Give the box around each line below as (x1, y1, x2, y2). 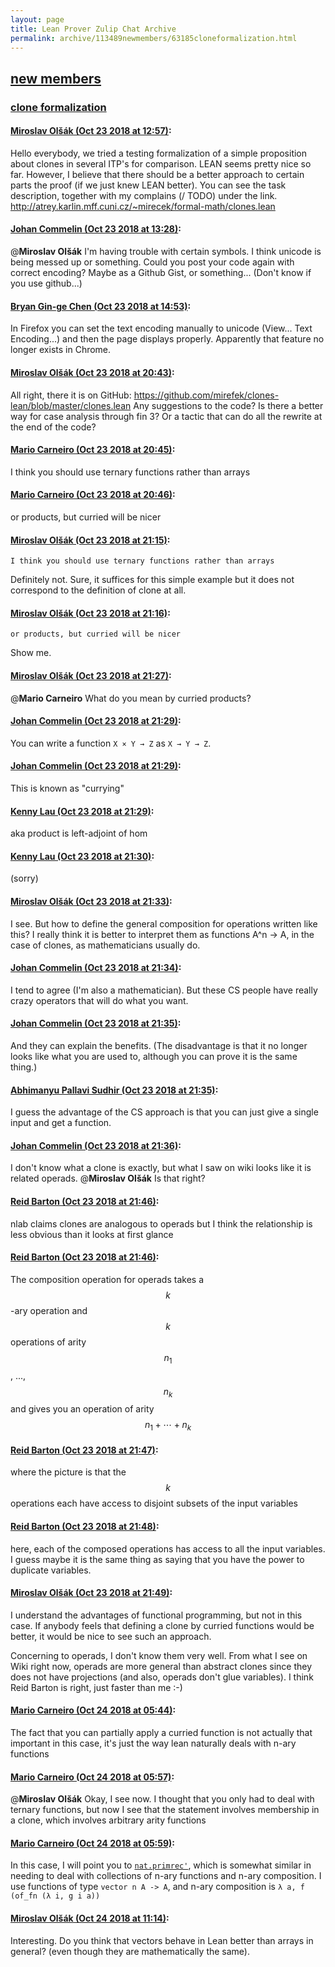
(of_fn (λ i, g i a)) (10, 1891, 101, 1901)
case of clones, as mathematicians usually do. (10, 939, 201, 951)
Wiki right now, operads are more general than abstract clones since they (10, 1660, 313, 1672)
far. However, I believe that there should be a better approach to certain (10, 168, 305, 180)
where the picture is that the (10, 1466, 127, 1478)
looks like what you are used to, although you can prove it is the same (10, 1050, 298, 1062)
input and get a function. (10, 1117, 112, 1129)
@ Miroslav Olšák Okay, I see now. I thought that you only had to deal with (10, 1793, 315, 1805)
